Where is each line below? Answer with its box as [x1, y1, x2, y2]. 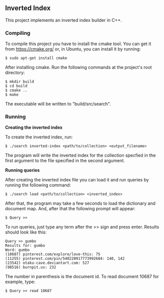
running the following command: [5, 182, 71, 188]
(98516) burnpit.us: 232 [5, 265, 56, 270]
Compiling [5, 29, 31, 36]
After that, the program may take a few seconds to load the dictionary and [5, 200, 156, 206]
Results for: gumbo [5, 243, 45, 248]
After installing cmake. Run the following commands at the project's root [5, 64, 152, 70]
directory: [5, 69, 25, 76]
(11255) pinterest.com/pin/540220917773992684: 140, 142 [5, 256, 125, 261]
